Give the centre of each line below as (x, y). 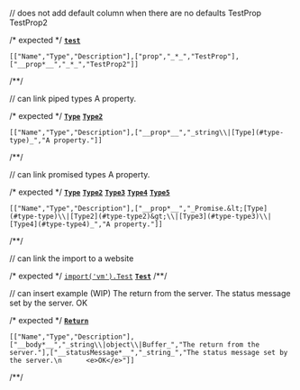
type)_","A (30, 141)
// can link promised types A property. (80, 174)
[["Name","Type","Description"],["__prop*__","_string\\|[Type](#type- (146, 132)
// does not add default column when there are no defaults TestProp (136, 13)
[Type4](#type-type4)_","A (60, 224)
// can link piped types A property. (73, 99)
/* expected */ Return (49, 320)
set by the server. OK (49, 303)
